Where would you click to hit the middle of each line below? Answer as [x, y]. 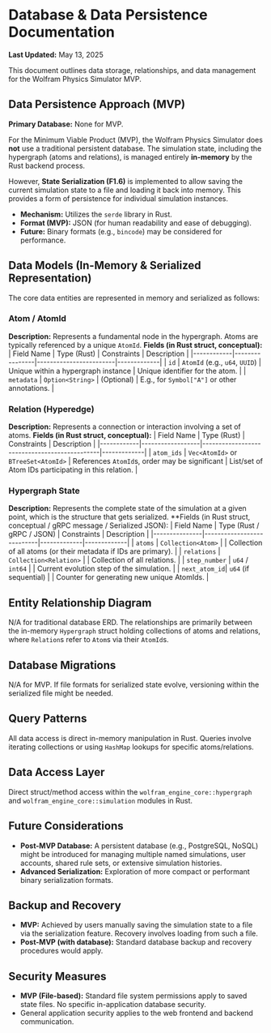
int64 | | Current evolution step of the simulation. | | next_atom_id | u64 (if [129, 568]
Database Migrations [62, 665]
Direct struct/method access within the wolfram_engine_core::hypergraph [130, 791]
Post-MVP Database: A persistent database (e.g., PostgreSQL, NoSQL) [139, 846]
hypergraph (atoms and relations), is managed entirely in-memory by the [130, 156]
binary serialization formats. [66, 880]
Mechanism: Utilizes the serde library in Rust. [96, 214]
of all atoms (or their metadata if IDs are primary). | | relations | [114, 551]
